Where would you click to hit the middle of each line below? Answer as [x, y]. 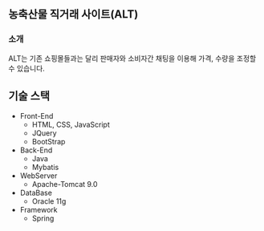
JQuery [45, 133]
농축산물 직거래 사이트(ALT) [73, 14]
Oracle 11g [49, 201]
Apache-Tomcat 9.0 [65, 184]
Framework [39, 209]
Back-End [36, 150]
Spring [43, 218]
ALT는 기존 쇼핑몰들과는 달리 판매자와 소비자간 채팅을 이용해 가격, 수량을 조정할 [132, 58]
